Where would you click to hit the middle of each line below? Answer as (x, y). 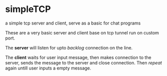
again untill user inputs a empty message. (48, 68)
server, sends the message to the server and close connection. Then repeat (83, 62)
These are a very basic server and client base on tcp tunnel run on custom (82, 32)
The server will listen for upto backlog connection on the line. (69, 47)
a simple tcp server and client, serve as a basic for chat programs (73, 23)
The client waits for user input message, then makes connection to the (78, 57)
